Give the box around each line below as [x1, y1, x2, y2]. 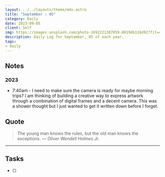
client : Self [5, 25, 32, 30]
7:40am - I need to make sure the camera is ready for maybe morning [12, 88, 153, 94]
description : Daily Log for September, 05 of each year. [5, 35, 124, 40]
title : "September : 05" [5, 12, 56, 17]
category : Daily [5, 16, 38, 21]
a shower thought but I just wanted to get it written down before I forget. [12, 103, 159, 109]
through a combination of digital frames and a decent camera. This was [12, 98, 157, 104]
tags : [5, 39, 16, 44]
